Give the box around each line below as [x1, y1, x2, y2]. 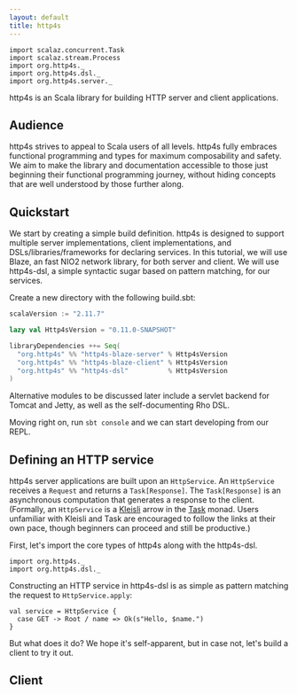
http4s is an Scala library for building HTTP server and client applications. [9, 92, 279, 103]
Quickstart [9, 205, 70, 220]
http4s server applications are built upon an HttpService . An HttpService [9, 476, 275, 487]
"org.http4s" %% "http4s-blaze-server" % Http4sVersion [17, 349, 228, 359]
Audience [9, 117, 65, 133]
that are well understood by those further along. [9, 179, 184, 190]
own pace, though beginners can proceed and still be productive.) [9, 523, 251, 534]
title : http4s [9, 21, 62, 30]
